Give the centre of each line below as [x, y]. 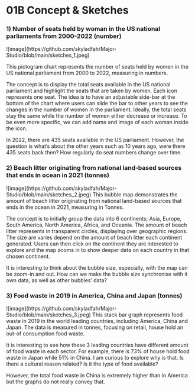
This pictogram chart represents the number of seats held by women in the [97, 67]
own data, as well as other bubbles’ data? [57, 280]
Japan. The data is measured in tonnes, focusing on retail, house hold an [95, 327]
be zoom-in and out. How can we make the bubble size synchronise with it [97, 274]
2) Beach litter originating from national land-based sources [94, 168]
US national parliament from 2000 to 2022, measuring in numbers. [87, 73]
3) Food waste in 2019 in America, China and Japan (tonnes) [94, 295]
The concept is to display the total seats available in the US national [88, 85]
